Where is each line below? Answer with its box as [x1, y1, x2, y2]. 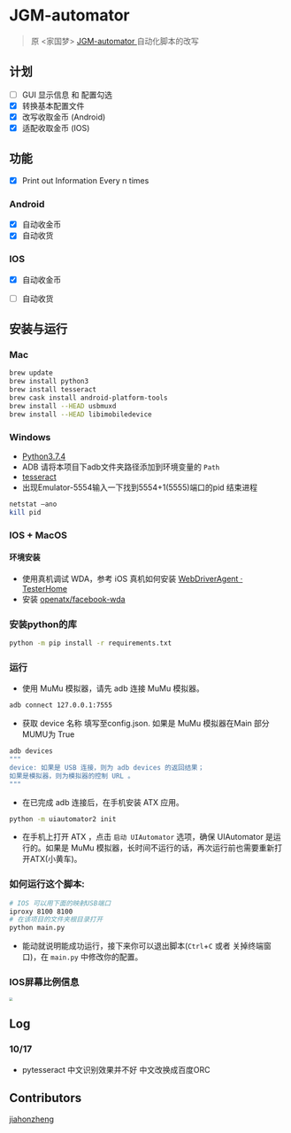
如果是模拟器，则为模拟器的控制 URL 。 [9, 772, 135, 780]
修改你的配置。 [88, 951, 143, 962]
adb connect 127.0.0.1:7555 [9, 701, 113, 710]
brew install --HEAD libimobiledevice [9, 409, 152, 419]
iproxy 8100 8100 [9, 907, 73, 916]
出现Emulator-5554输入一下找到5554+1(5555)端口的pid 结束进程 [21, 482, 258, 493]
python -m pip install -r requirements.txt [9, 639, 172, 648]
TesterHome [21, 583, 68, 594]
